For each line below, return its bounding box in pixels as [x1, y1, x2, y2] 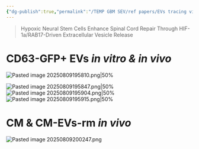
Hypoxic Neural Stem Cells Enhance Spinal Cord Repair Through [20, 25, 178, 32]
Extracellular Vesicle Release [63, 31, 133, 38]
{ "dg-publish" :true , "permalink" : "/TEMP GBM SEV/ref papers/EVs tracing [6, 8, 187, 15]
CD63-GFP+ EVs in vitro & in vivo [6, 51, 172, 65]
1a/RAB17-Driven [20, 31, 62, 38]
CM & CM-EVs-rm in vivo [6, 116, 131, 129]
